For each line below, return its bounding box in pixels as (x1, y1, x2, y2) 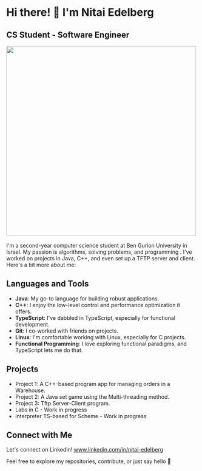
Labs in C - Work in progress (15, 406, 87, 413)
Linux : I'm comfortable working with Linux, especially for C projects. (15, 333, 186, 341)
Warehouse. (15, 387, 45, 394)
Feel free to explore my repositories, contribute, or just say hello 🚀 (6, 458, 171, 465)
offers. (15, 308, 32, 315)
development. (15, 320, 50, 328)
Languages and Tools (6, 279, 89, 289)
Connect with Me (6, 430, 73, 441)
